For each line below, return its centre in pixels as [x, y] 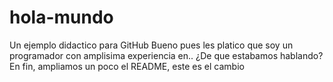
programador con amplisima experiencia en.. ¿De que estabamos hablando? [166, 55]
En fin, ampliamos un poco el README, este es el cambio [127, 66]
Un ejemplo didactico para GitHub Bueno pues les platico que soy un [151, 45]
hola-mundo [61, 17]
